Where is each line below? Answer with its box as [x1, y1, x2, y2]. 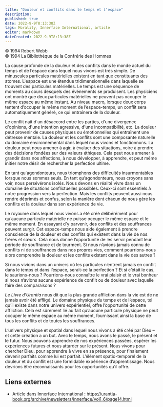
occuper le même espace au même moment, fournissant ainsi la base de [5, 313, 151, 318]
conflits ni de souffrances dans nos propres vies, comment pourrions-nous [5, 247, 156, 252]
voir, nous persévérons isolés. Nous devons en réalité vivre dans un [5, 180, 141, 186]
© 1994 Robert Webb [5, 47, 48, 54]
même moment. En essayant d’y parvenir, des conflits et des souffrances [5, 221, 152, 226]
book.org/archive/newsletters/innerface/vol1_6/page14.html [12, 396, 132, 402]
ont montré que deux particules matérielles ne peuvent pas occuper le [5, 93, 146, 99]
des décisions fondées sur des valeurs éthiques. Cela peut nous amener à [5, 150, 154, 156]
